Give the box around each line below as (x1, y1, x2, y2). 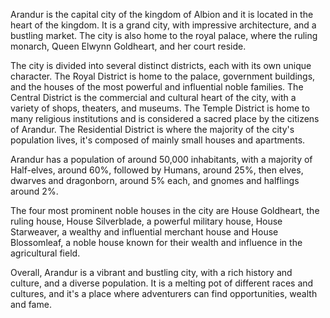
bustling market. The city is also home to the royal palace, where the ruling (10, 30, 318, 41)
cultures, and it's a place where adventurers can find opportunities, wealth (10, 288, 318, 299)
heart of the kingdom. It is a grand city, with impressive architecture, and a (10, 19, 317, 31)
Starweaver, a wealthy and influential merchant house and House (10, 226, 279, 238)
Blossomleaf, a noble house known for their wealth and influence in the (10, 237, 303, 248)
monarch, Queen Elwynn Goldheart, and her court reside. (10, 40, 247, 52)
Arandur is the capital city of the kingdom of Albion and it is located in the (10, 9, 314, 20)
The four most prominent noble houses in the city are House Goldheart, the (10, 205, 320, 216)
